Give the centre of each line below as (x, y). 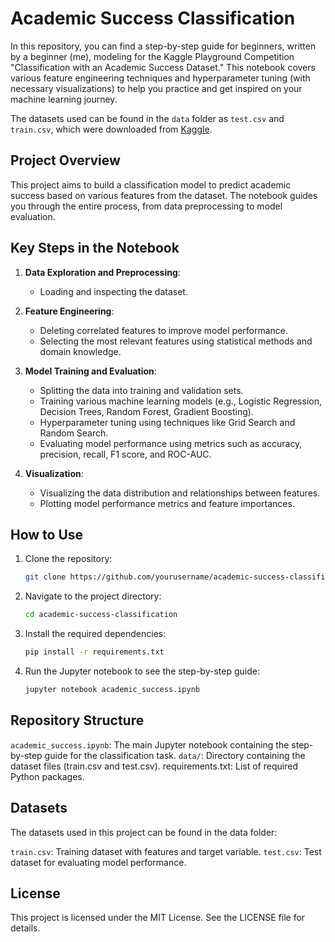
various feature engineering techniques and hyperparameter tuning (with (160, 78)
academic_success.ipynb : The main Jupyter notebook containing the (150, 744)
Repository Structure (77, 720)
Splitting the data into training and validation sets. (141, 390)
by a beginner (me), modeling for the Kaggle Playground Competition (152, 56)
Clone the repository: (68, 559)
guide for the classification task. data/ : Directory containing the (175, 755)
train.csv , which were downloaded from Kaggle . (111, 129)
